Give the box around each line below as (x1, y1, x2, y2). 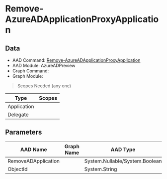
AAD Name (20, 146, 47, 153)
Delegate (7, 111, 29, 118)
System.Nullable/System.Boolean (84, 158, 162, 165)
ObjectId (7, 166, 28, 173)
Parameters (5, 128, 42, 137)
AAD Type (110, 146, 136, 153)
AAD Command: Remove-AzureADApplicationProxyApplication (12, 57, 141, 63)
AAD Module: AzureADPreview (12, 63, 76, 68)
